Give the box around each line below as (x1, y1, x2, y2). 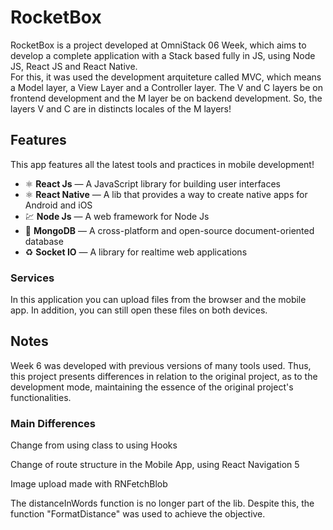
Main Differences (10, 416, 96, 430)
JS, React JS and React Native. (10, 60, 138, 72)
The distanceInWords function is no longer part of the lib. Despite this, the (10, 497, 315, 510)
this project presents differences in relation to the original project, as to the (10, 370, 318, 382)
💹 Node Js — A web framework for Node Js (24, 210, 210, 222)
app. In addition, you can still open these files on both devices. (10, 304, 268, 316)
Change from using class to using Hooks (10, 439, 178, 451)
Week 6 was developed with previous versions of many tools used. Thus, (10, 359, 312, 371)
